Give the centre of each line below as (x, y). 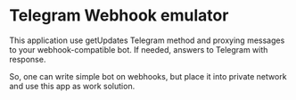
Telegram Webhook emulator (119, 16)
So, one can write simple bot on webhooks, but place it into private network (148, 76)
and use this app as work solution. (72, 86)
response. (28, 59)
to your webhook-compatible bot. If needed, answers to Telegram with (139, 49)
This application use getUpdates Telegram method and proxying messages (147, 40)
